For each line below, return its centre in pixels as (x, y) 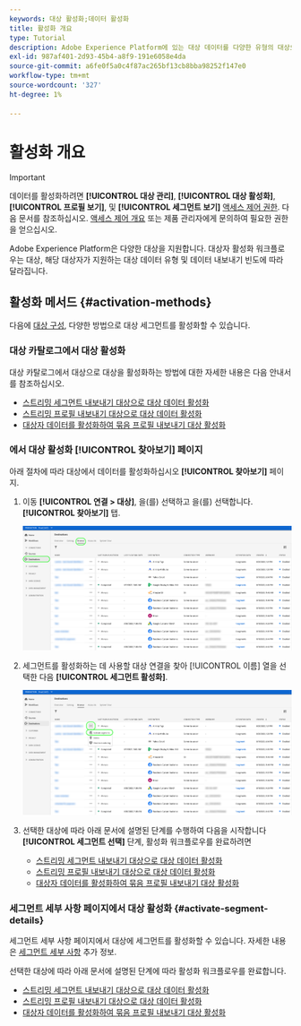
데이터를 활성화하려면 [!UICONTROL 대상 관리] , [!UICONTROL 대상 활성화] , (142, 196)
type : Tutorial (38, 38)
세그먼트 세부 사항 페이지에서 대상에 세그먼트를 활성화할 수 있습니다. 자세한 (140, 941)
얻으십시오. (38, 229)
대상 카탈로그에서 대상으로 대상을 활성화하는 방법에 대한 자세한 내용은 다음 (138, 372)
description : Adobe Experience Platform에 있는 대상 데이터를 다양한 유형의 (142, 47)
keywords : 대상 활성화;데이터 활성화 (69, 19)
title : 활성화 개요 (41, 28)
